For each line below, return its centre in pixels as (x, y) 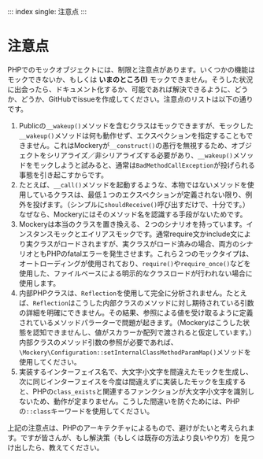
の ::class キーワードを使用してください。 (86, 411)
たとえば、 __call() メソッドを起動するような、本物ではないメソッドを (133, 184)
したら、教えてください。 (62, 447)
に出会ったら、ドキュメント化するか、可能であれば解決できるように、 (121, 89)
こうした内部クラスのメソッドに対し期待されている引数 (165, 302)
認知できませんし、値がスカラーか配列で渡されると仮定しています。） (143, 332)
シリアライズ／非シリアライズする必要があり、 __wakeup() (139, 155)
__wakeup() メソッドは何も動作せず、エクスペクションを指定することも (132, 135)
